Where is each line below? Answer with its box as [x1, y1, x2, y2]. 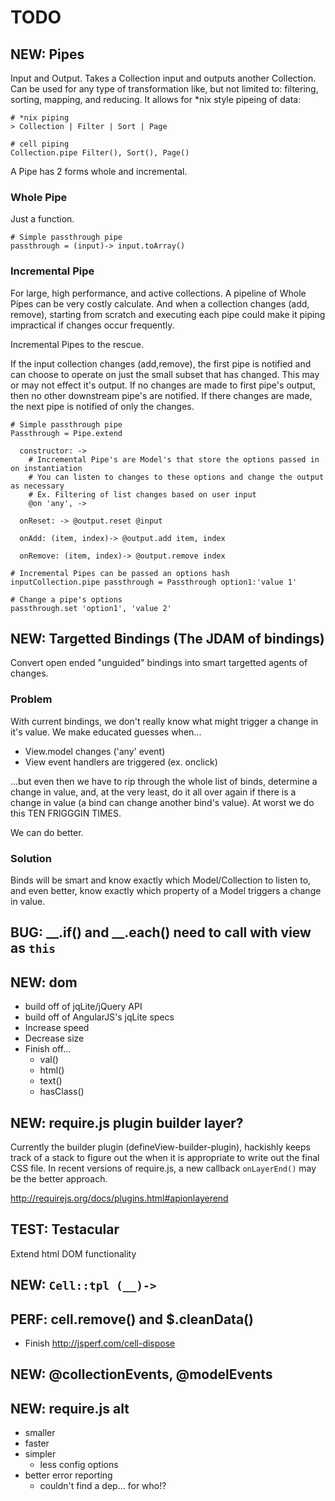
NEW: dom [10, 974, 78, 991]
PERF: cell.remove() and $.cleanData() [10, 1311, 254, 1328]
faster [24, 1437, 50, 1450]
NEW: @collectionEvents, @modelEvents [10, 1366, 273, 1383]
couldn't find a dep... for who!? [39, 1480, 167, 1492]
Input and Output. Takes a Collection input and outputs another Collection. [10, 72, 317, 84]
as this [10, 940, 56, 957]
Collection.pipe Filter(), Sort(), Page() [10, 148, 190, 158]
